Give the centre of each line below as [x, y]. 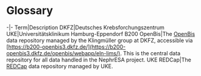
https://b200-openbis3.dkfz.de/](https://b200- [67, 47]
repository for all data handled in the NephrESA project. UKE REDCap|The [99, 60]
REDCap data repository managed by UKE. [60, 66]
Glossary [30, 11]
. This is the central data [150, 53]
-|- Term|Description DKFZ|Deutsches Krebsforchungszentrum [85, 27]
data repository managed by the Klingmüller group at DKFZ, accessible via [100, 40]
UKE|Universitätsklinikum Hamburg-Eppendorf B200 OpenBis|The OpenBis [101, 33]
